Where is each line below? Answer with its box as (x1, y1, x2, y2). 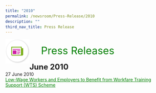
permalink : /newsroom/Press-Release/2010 (5, 13, 95, 19)
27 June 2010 (5, 71, 34, 77)
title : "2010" (5, 8, 36, 13)
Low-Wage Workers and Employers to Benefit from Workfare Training (5, 77, 152, 83)
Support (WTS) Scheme (5, 82, 56, 88)
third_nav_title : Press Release (5, 24, 74, 29)
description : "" (5, 19, 40, 24)
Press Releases (40, 44, 115, 57)
